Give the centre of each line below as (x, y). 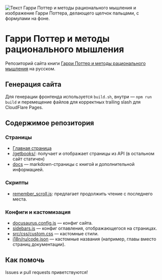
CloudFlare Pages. (24, 107)
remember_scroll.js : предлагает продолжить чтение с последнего (83, 194)
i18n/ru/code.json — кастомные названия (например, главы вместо (84, 239)
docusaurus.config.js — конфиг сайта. (52, 223)
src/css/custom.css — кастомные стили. (55, 234)
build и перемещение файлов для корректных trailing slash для (73, 102)
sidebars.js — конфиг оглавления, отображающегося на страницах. (85, 228)
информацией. (28, 170)
